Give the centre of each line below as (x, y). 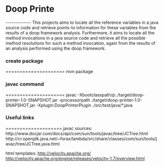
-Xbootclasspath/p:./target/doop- (111, 95)
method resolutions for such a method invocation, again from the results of (81, 43)
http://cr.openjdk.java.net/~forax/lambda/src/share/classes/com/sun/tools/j (81, 138)
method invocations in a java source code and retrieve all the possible (75, 38)
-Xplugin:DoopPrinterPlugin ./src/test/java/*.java (84, 105)
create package (24, 61)
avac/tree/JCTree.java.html (33, 144)
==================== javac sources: (49, 128)
